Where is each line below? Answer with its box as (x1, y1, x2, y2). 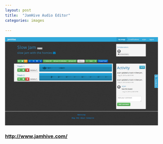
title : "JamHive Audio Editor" (5, 13, 70, 18)
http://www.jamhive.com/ (5, 133, 68, 140)
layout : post (5, 8, 32, 13)
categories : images (5, 18, 45, 23)
